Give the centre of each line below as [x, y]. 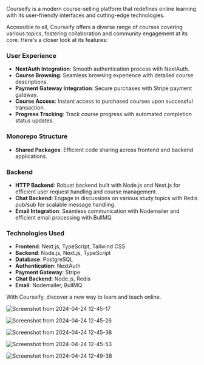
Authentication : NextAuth [48, 266]
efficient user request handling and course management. [86, 192]
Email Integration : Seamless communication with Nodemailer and [97, 211]
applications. [31, 156]
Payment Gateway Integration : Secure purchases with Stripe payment [104, 88]
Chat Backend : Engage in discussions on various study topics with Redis [106, 198]
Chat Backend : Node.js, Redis [53, 279]
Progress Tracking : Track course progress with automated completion [104, 114]
